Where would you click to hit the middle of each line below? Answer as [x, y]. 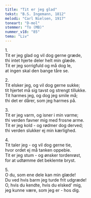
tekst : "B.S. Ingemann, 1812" [36, 14]
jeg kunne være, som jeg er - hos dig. [42, 190]
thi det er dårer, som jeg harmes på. [41, 100]
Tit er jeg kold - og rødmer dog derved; [44, 125]
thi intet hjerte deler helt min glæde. [41, 60]
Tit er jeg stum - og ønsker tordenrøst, [43, 155]
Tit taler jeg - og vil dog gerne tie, [38, 145]
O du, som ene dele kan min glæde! [40, 175]
